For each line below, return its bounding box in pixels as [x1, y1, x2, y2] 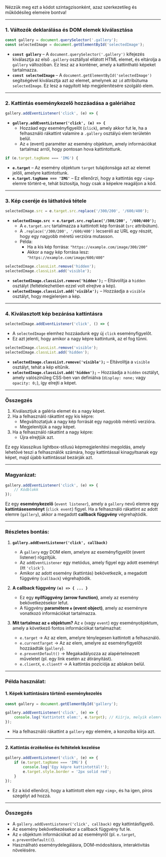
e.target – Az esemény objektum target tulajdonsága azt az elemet [12, 165, 151, 171]
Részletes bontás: [5, 528, 49, 535]
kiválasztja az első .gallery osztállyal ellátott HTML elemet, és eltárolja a [12, 56, 161, 62]
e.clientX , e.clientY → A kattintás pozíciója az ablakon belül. [19, 661, 146, 667]
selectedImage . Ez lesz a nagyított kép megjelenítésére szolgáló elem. [12, 83, 154, 89]
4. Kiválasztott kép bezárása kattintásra [5, 310, 103, 317]
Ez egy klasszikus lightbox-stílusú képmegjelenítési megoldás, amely [5, 444, 146, 450]
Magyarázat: [5, 472, 37, 478]
